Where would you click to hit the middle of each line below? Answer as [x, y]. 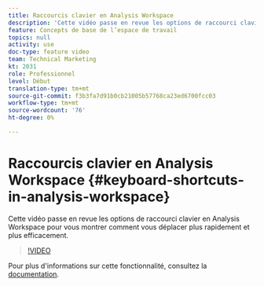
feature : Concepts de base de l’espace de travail [93, 30]
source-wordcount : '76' [47, 111]
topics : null [29, 37]
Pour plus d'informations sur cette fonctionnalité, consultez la [108, 266]
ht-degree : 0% [31, 118]
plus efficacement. [38, 235]
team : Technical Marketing [52, 60]
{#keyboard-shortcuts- [166, 180]
